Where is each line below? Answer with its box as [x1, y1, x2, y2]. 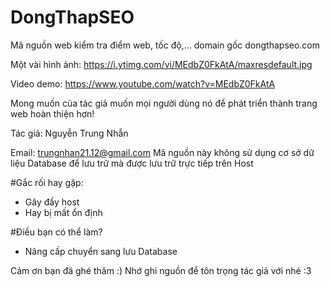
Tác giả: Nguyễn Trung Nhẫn [10, 127, 129, 139]
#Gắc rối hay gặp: [10, 176, 84, 188]
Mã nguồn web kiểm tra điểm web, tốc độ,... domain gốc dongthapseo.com [10, 39, 321, 51]
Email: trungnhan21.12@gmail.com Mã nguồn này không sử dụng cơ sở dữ [10, 146, 315, 158]
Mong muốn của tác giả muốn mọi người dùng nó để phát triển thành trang [10, 97, 318, 109]
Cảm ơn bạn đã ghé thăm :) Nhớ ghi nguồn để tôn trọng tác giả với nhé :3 [10, 264, 312, 276]
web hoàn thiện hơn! [10, 107, 95, 120]
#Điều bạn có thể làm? [10, 226, 103, 238]
